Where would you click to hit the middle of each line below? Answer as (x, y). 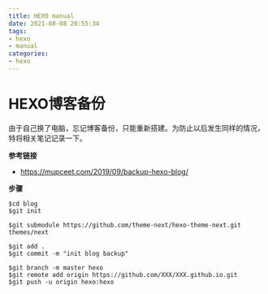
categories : (28, 54)
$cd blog (23, 204)
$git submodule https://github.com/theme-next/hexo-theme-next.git (125, 225)
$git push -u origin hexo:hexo (61, 282)
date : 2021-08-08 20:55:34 (54, 24)
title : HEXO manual (41, 16)
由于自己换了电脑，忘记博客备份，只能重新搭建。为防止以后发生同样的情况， (136, 128)
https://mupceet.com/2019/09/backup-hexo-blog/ (104, 171)
